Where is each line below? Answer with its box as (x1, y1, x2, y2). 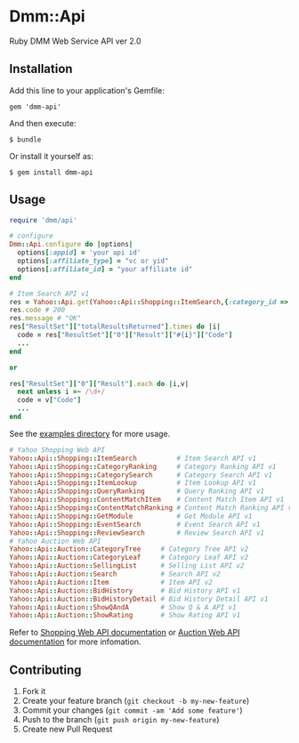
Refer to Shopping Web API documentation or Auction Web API (9, 627, 240, 638)
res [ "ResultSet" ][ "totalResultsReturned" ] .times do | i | (9, 322, 221, 331)
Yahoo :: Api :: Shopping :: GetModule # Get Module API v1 (9, 512, 253, 521)
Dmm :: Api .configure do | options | (9, 240, 133, 249)
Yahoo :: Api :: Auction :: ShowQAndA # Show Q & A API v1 (9, 602, 238, 611)
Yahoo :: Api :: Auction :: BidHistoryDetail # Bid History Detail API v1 (9, 594, 269, 603)
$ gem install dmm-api (9, 167, 93, 177)
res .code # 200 (9, 305, 66, 315)
